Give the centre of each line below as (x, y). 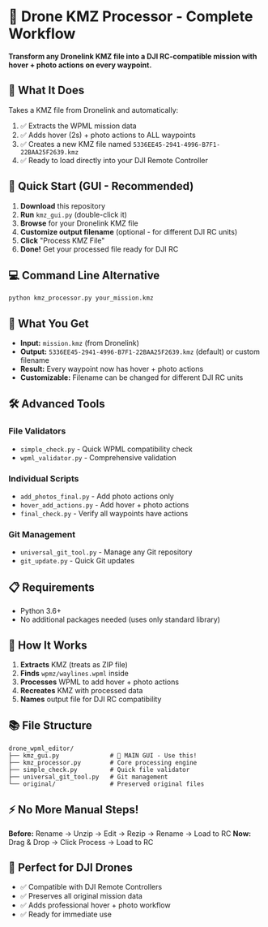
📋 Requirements (51, 587)
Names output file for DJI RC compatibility (91, 699)
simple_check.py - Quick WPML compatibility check (106, 449)
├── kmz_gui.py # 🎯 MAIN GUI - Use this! (103, 755)
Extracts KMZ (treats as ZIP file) (74, 664)
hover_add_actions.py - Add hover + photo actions (104, 505)
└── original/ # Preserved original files (106, 784)
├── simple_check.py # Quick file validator (99, 770)
